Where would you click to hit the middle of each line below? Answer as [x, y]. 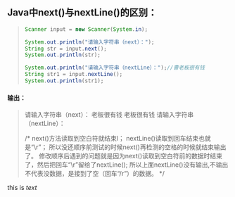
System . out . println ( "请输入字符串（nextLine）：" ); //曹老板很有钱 [115, 68]
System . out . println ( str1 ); [64, 81]
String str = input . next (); [65, 49]
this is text [22, 188]
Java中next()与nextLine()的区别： [82, 13]
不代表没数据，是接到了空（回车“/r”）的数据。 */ [95, 174]
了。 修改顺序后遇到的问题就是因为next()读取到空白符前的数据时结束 [123, 156]
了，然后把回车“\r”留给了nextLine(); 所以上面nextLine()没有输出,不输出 [126, 165]
